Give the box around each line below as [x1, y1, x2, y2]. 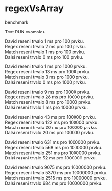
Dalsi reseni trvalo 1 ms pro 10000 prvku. [5, 104, 88, 110]
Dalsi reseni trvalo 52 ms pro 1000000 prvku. [5, 155, 97, 160]
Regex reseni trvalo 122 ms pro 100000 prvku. [5, 119, 99, 125]
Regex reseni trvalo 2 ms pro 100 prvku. [5, 43, 86, 49]
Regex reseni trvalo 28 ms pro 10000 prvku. [5, 94, 95, 100]
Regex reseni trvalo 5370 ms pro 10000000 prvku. [5, 169, 108, 175]
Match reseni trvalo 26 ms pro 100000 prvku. [5, 124, 97, 130]
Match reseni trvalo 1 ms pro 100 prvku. [5, 49, 85, 55]
